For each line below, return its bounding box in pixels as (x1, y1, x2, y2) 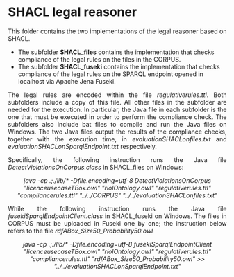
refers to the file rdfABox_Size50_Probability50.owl (8, 226, 153, 235)
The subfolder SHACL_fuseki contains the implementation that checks (17, 62, 221, 71)
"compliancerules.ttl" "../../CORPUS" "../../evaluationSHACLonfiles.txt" (17, 191, 218, 199)
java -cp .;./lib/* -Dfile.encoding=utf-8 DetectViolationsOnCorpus (24, 176, 211, 184)
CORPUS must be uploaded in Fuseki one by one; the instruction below (8, 219, 227, 227)
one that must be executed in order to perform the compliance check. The (8, 112, 227, 121)
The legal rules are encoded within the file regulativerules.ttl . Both (8, 91, 227, 99)
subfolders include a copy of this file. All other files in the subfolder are (8, 98, 227, 106)
